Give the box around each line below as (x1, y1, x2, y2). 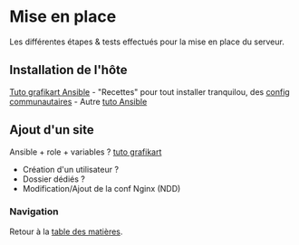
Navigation (9, 205, 59, 218)
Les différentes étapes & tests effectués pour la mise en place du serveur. (9, 36, 285, 47)
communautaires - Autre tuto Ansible (9, 96, 148, 107)
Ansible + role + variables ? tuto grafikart (9, 146, 162, 157)
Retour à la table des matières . (9, 226, 123, 237)
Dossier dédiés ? (22, 174, 86, 184)
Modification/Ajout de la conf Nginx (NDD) (22, 183, 181, 193)
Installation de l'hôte (9, 62, 129, 78)
